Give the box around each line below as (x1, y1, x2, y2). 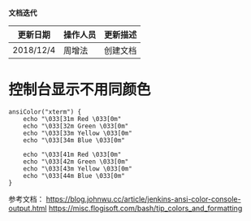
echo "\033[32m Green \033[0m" (23, 122, 129, 130)
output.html (8, 203, 47, 213)
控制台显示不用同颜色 (8, 80, 152, 99)
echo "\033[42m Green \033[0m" (23, 158, 129, 166)
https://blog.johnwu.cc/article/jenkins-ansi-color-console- (45, 194, 241, 204)
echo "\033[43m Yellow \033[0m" (23, 164, 132, 173)
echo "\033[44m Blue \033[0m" (23, 171, 126, 180)
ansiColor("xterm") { (8, 107, 82, 116)
